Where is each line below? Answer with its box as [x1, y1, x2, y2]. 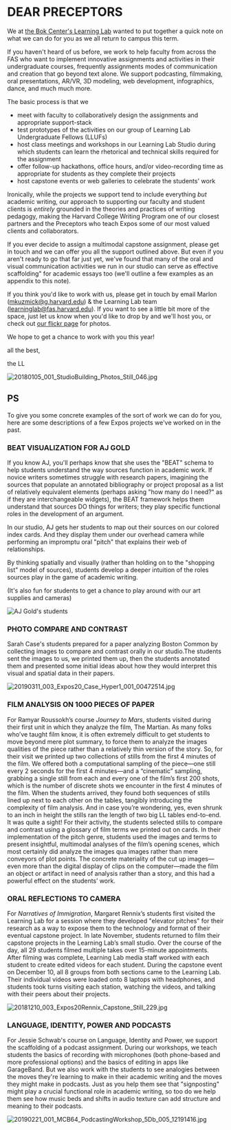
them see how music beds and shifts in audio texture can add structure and [7, 1095, 221, 1103]
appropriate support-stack [16, 118, 93, 126]
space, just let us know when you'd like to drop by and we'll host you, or [7, 311, 212, 320]
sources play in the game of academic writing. [7, 573, 139, 582]
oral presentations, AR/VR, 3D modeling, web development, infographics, [7, 76, 214, 85]
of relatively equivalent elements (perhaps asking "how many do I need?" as [7, 488, 223, 496]
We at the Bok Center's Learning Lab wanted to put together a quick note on [7, 27, 223, 35]
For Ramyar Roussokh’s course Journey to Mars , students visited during [7, 715, 212, 723]
